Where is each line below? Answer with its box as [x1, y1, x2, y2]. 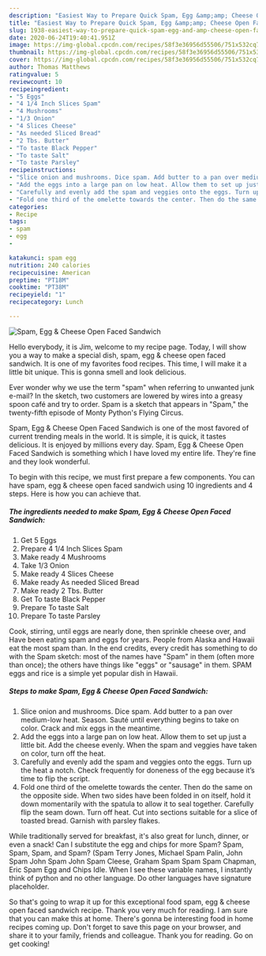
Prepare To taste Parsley [20, 611, 101, 620]
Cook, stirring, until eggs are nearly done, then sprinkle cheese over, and [9, 626, 246, 635]
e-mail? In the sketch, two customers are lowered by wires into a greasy [9, 391, 243, 400]
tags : [9, 218, 27, 226]
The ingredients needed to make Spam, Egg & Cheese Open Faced [9, 507, 231, 517]
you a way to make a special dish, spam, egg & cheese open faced [9, 350, 226, 360]
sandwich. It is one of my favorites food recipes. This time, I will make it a [9, 358, 247, 368]
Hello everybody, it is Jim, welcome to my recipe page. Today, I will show [9, 342, 247, 351]
